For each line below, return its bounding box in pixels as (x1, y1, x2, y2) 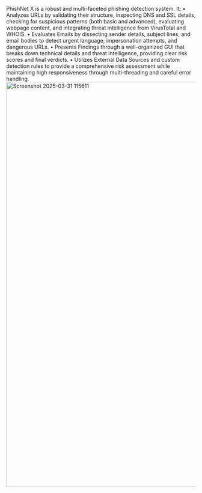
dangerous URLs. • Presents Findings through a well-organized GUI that (6, 43, 185, 50)
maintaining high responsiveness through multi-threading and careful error (6, 69, 191, 76)
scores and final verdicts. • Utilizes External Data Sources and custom (6, 56, 180, 63)
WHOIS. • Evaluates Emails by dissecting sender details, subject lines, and (6, 31, 191, 38)
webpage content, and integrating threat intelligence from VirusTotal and (6, 24, 186, 31)
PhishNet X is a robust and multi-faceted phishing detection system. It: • (6, 5, 186, 12)
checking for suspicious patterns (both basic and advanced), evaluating (6, 18, 185, 25)
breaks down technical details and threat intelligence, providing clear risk (6, 50, 188, 56)
